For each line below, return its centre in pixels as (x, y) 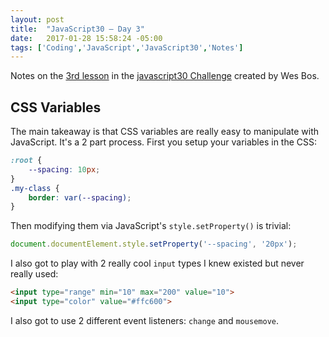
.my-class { (35, 188)
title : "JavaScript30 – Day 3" (77, 29)
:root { (26, 161)
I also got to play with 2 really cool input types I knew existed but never (157, 263)
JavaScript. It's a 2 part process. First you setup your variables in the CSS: (164, 142)
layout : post (37, 19)
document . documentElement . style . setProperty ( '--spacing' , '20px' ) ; (154, 244)
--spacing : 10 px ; (64, 169)
